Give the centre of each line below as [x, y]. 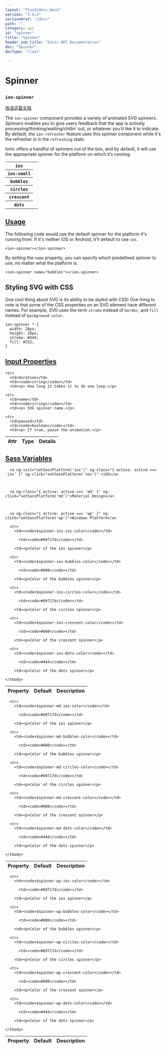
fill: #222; [22, 342]
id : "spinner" [20, 33]
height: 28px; [24, 333]
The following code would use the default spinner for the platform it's [76, 234]
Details [47, 441]
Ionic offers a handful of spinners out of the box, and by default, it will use [81, 149]
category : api [20, 28]
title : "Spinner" [23, 38]
